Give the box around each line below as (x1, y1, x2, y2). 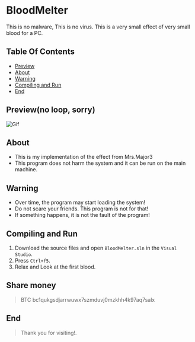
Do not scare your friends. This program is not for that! (14, 205, 149, 212)
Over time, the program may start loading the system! (14, 199, 146, 206)
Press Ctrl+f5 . (14, 257, 50, 264)
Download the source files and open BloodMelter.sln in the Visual (14, 244, 177, 251)
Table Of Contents (6, 47, 75, 57)
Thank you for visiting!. (20, 329, 77, 336)
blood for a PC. (6, 29, 43, 36)
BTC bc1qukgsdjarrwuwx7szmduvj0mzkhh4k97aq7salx (20, 296, 155, 303)
